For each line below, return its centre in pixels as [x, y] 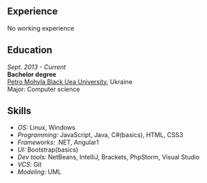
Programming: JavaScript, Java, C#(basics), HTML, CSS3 [100, 135]
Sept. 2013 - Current [37, 67]
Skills [19, 111]
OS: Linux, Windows [46, 127]
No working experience [41, 28]
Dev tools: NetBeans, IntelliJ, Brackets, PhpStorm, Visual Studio [108, 157]
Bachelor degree [32, 74]
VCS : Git [29, 165]
